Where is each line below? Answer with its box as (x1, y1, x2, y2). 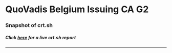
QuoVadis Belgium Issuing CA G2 (5, 4, 149, 15)
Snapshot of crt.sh (5, 22, 53, 29)
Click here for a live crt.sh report (5, 34, 76, 40)
